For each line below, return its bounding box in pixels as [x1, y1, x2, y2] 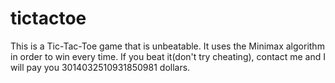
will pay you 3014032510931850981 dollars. [10, 61, 191, 73]
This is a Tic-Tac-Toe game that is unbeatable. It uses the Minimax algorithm [10, 40, 325, 52]
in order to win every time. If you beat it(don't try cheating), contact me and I [10, 50, 326, 62]
